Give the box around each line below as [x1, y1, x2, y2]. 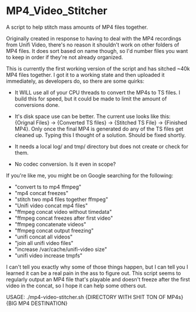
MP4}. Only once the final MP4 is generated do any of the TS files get [14, 125, 184, 132]
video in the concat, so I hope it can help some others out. [6, 282, 147, 289]
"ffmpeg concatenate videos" [14, 220, 86, 227]
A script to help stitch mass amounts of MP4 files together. [6, 24, 148, 31]
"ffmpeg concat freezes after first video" [14, 214, 113, 222]
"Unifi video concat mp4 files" [14, 202, 88, 209]
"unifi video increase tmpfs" [14, 251, 83, 259]
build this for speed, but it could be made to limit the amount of [14, 95, 167, 102]
